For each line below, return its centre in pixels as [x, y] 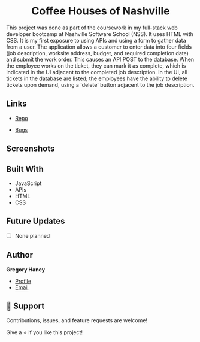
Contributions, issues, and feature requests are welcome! [77, 320]
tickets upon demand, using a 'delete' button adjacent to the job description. [100, 84]
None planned [32, 235]
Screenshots [31, 149]
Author [19, 255]
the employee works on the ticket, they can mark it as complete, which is [96, 66]
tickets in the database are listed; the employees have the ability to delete [97, 78]
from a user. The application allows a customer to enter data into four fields [99, 47]
